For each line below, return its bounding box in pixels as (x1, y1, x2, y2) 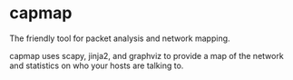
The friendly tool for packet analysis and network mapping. (9, 33, 230, 44)
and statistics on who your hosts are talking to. (9, 60, 184, 71)
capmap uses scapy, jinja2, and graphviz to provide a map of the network (9, 50, 284, 61)
